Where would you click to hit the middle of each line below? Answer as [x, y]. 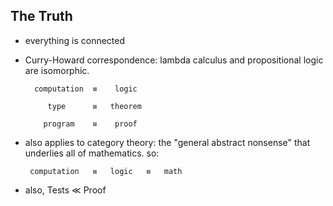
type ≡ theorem [94, 106]
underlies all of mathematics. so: [92, 153]
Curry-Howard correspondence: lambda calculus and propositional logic [174, 60]
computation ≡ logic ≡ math [106, 171]
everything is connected [75, 40]
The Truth [41, 16]
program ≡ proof [90, 124]
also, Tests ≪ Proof [65, 190]
